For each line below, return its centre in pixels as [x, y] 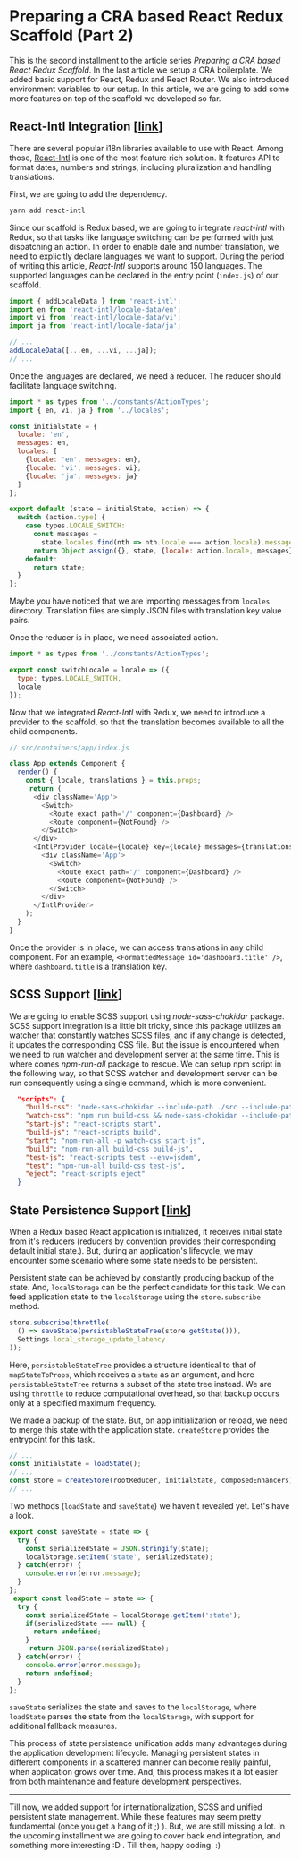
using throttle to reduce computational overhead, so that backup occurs [144, 1393]
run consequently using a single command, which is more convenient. [138, 1083]
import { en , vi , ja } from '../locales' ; [89, 410]
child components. [43, 731]
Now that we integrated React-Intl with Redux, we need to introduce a [137, 712]
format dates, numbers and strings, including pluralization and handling [141, 167]
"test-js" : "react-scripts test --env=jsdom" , [113, 1157]
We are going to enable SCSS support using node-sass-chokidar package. [147, 1016]
